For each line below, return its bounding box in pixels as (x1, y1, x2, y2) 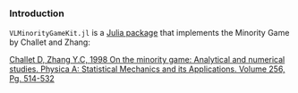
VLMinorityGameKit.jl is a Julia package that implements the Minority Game (9, 28, 290, 38)
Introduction (9, 7, 64, 20)
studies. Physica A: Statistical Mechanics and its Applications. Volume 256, (9, 63, 285, 74)
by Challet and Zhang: (9, 37, 91, 47)
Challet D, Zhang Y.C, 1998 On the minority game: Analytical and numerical (9, 55, 285, 65)
